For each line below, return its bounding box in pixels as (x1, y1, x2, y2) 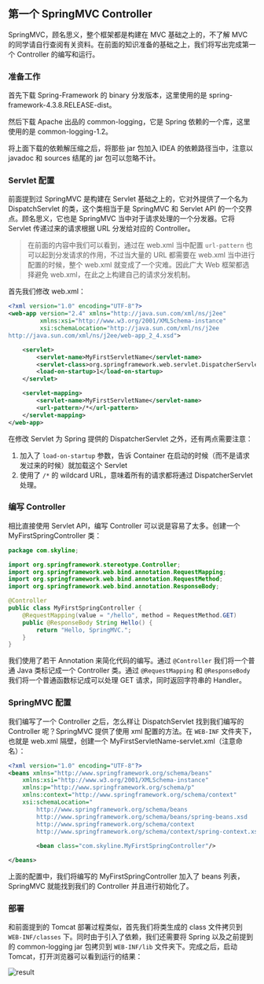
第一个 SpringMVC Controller (8, 7, 153, 21)
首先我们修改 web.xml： (8, 286, 86, 297)
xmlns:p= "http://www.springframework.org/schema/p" (22, 783, 195, 792)
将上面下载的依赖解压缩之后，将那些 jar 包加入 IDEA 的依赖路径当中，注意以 (8, 144, 254, 153)
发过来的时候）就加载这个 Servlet (19, 460, 128, 470)
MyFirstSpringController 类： (8, 530, 102, 540)
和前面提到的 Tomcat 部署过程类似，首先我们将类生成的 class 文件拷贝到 (8, 923, 243, 932)
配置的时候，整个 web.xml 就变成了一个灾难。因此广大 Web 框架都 (27, 260, 243, 270)
